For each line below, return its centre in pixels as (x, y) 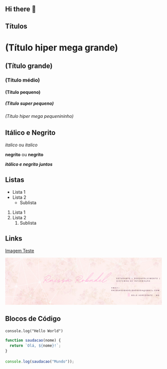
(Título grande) (29, 66)
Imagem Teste (20, 251)
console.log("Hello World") (34, 331)
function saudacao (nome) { (33, 341)
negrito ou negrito (24, 154)
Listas (15, 180)
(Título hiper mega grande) (62, 47)
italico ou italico (21, 145)
